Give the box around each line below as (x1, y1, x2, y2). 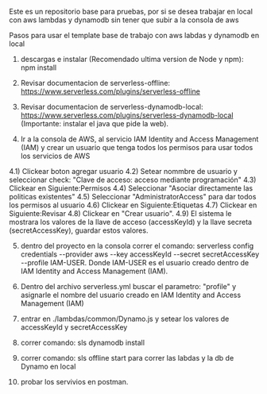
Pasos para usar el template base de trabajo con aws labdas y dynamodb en (9, 31, 260, 40)
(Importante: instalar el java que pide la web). (20, 119, 169, 128)
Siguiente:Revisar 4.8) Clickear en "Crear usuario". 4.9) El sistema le (9, 209, 232, 218)
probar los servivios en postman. (20, 377, 129, 386)
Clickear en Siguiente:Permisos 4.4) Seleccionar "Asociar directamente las (9, 183, 253, 193)
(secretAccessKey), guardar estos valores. (9, 226, 149, 235)
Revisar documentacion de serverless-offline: (20, 79, 170, 87)
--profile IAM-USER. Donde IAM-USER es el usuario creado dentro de (20, 258, 250, 267)
